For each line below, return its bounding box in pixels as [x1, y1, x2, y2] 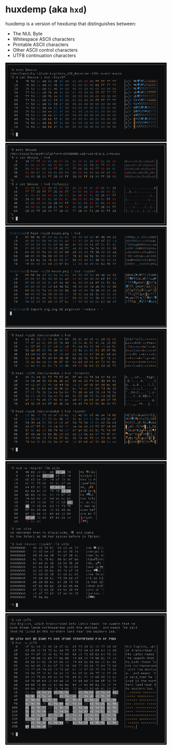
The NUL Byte [12, 30, 42, 36]
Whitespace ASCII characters [12, 36, 75, 42]
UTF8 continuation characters [12, 52, 76, 59]
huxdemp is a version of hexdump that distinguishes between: [5, 21, 137, 27]
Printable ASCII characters [12, 41, 69, 47]
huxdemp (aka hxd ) [5, 4, 87, 15]
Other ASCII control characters [12, 47, 78, 53]
